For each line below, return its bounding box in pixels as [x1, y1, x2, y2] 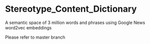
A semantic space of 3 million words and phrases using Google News [5, 20, 146, 25]
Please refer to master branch [5, 34, 65, 40]
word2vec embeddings [5, 24, 52, 30]
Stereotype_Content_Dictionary [5, 3, 137, 15]
